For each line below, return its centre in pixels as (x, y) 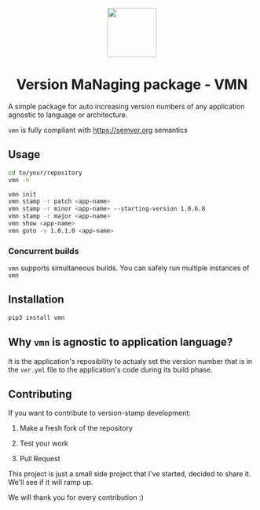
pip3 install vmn (37, 317)
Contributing (40, 394)
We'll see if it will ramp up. (51, 482)
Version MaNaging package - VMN (132, 84)
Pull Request (40, 459)
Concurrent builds (44, 251)
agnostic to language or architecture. (68, 115)
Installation (36, 300)
